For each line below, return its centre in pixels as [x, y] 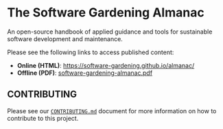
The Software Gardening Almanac [106, 13]
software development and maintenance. [65, 38]
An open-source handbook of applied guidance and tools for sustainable [110, 32]
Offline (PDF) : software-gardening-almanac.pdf [85, 73]
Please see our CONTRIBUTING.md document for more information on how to [112, 110]
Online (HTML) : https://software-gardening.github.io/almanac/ [106, 65]
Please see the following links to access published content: [91, 52]
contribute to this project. [43, 118]
